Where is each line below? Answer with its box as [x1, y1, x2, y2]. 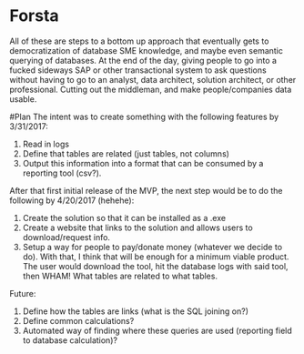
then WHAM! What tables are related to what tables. [22, 270, 218, 281]
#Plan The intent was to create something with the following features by [9, 111, 279, 122]
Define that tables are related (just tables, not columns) [22, 147, 230, 159]
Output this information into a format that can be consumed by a [22, 157, 264, 168]
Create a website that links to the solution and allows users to [22, 222, 253, 233]
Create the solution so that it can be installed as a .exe [22, 212, 226, 223]
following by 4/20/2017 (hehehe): [9, 195, 135, 206]
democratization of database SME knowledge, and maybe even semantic [9, 45, 284, 56]
